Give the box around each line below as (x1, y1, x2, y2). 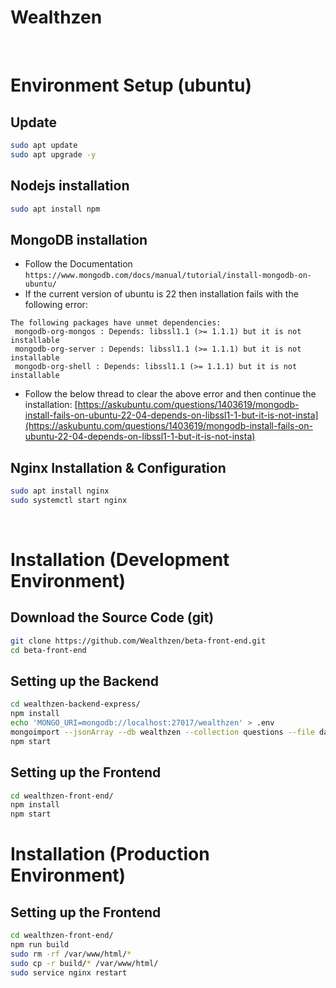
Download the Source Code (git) (10, 609, 215, 626)
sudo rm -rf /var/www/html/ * (10, 949, 132, 959)
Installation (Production (10, 843, 210, 866)
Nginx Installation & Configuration (10, 459, 227, 476)
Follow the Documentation (24, 258, 133, 270)
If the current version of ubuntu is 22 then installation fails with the (24, 288, 299, 300)
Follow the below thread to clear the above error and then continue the (24, 388, 317, 400)
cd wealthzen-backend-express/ (10, 699, 141, 710)
